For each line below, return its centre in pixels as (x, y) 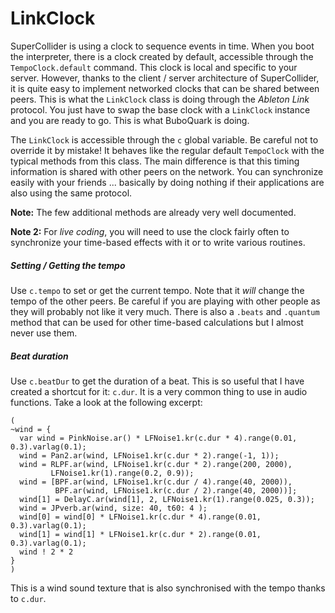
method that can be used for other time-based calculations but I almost (157, 322)
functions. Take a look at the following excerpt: (106, 402)
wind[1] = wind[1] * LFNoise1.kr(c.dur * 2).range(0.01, (140, 534)
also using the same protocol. (71, 193)
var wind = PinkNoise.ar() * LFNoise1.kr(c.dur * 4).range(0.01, (158, 438)
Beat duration (39, 356)
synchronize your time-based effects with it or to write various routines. (158, 242)
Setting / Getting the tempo (68, 265)
